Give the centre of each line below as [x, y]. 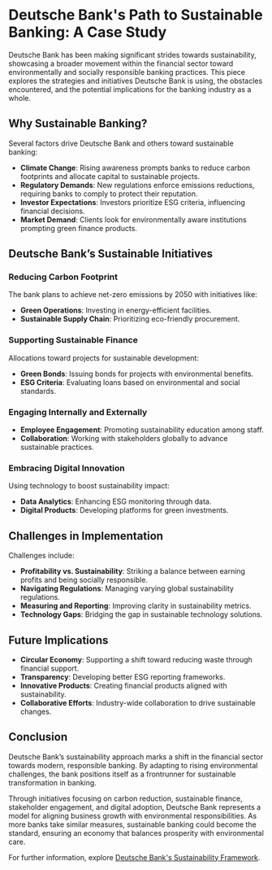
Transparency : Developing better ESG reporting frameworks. [123, 676]
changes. [36, 711]
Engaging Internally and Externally [78, 412]
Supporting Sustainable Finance [73, 340]
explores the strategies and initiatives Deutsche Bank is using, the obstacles [136, 81]
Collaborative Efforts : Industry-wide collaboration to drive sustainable [138, 702]
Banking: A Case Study [88, 32]
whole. [19, 98]
